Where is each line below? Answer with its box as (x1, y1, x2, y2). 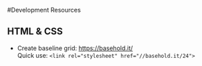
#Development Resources (7, 6, 81, 14)
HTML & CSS (7, 25, 64, 37)
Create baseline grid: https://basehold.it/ (17, 44, 134, 52)
